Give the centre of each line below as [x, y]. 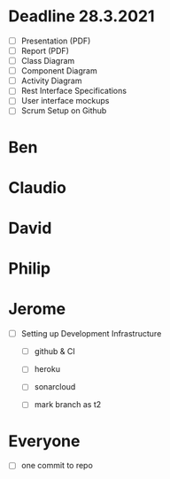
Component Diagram [59, 71]
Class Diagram [48, 61]
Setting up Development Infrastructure [91, 334]
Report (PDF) [45, 51]
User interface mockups [65, 101]
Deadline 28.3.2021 [82, 16]
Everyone [44, 441]
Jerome [37, 309]
